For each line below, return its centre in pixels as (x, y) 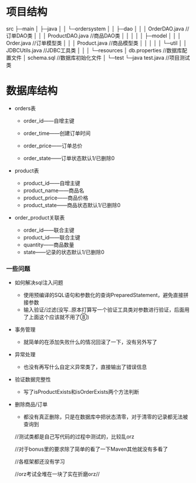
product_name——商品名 (54, 190)
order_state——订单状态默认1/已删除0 (69, 158)
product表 (27, 170)
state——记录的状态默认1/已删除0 (64, 252)
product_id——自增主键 (52, 183)
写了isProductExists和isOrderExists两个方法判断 (81, 392)
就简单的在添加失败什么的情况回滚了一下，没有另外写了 (90, 342)
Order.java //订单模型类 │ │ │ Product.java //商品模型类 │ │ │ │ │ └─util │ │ (97, 43)
